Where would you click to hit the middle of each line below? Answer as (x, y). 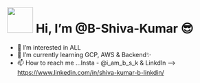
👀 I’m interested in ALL (49, 47)
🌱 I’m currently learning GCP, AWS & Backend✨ (84, 54)
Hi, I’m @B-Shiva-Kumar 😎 (114, 29)
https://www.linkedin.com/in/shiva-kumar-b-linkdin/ (91, 72)
